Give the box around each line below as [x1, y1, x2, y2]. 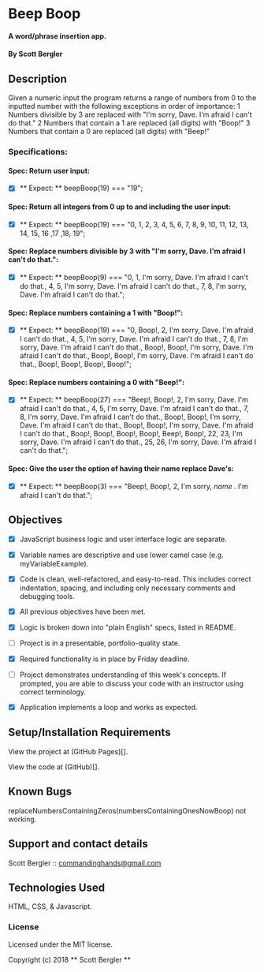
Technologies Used [8, 880, 105, 894]
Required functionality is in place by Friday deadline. [19, 654, 190, 664]
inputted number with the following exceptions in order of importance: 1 [8, 102, 240, 111]
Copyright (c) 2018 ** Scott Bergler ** [8, 955, 132, 964]
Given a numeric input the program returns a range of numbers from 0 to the [8, 93, 257, 103]
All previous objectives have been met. [19, 607, 146, 616]
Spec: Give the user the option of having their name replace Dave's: [8, 464, 234, 473]
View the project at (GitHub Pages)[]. [8, 746, 128, 756]
